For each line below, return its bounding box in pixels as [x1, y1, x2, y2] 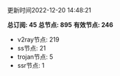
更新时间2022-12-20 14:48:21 [7, 6, 92, 14]
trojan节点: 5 [17, 53, 53, 61]
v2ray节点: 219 [17, 35, 60, 44]
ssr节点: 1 [17, 61, 45, 69]
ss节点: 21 [17, 44, 46, 52]
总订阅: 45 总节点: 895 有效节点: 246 [7, 21, 114, 29]
